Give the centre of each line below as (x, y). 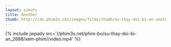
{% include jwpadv (25, 34)
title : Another (21, 15)
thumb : (12, 19)
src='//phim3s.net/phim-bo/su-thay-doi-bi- (91, 34)
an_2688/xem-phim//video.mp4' (39, 39)
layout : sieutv (21, 10)
